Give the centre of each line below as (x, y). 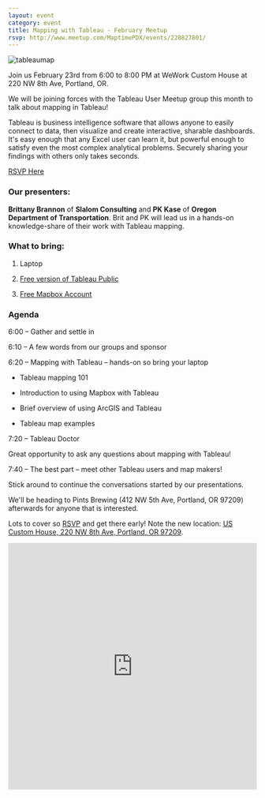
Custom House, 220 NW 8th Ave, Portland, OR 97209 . (96, 532)
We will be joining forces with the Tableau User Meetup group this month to (131, 99)
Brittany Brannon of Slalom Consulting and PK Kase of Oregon (112, 209)
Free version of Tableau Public (69, 279)
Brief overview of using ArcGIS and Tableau (91, 408)
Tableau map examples (57, 424)
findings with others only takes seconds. (74, 156)
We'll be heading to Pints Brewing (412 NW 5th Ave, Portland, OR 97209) (126, 500)
